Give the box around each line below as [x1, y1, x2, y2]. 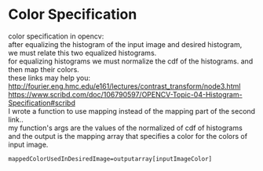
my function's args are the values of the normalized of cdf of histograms [8, 123, 243, 133]
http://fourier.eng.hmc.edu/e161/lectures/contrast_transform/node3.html [8, 81, 241, 91]
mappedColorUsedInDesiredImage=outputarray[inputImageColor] [8, 155, 213, 162]
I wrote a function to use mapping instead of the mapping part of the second [8, 106, 256, 115]
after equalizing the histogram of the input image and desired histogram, [8, 39, 243, 49]
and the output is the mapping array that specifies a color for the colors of [8, 131, 248, 140]
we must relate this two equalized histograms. [8, 48, 157, 57]
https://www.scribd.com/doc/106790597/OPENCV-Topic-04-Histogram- [8, 89, 243, 99]
